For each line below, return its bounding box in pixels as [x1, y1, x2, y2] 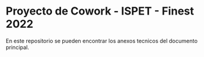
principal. [5, 44, 30, 51]
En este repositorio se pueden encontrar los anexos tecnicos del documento [5, 37, 198, 44]
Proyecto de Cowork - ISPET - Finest [5, 4, 194, 18]
